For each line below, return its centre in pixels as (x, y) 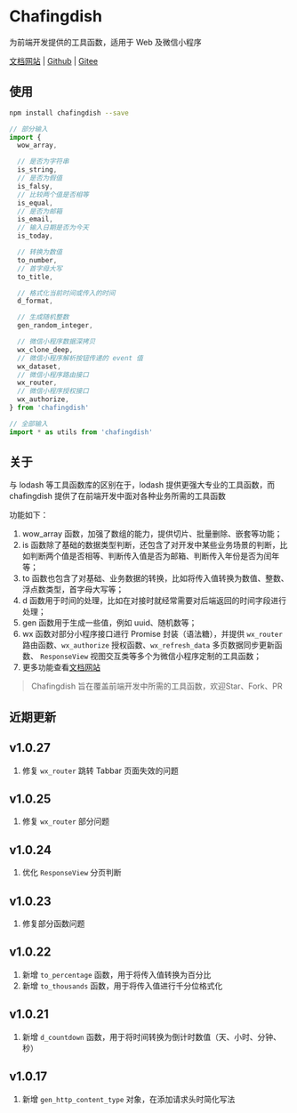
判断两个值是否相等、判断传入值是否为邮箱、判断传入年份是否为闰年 (155, 556)
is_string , (37, 170)
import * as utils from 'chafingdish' (81, 432)
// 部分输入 (29, 129)
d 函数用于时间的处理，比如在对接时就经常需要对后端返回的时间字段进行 (154, 601)
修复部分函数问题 (53, 923)
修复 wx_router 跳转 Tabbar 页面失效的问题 (100, 770)
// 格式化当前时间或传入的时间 (66, 293)
